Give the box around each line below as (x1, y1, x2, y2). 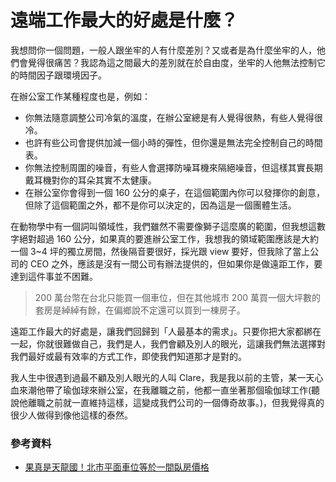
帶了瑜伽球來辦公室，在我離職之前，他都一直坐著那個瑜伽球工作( (44, 384, 312, 396)
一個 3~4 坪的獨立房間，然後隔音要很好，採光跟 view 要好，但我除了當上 (10, 245, 311, 257)
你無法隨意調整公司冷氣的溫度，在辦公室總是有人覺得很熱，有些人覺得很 (24, 111, 323, 123)
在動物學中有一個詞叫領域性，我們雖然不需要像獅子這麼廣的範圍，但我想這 (10, 220, 317, 232)
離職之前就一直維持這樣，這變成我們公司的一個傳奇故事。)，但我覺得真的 (27, 396, 325, 408)
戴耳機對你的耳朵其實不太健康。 (24, 174, 157, 186)
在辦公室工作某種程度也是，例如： (10, 90, 151, 102)
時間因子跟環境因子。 (18, 69, 107, 81)
